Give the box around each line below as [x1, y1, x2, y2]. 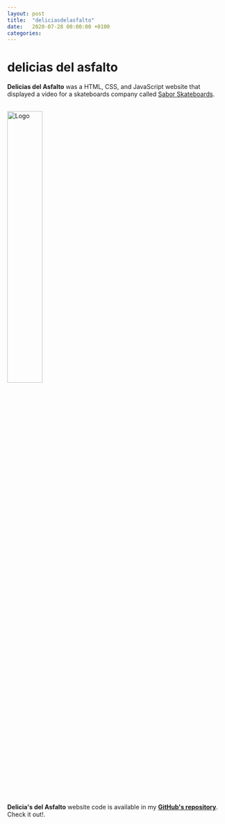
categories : [7, 29, 42, 37]
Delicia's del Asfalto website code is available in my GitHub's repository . [7, 803, 219, 811]
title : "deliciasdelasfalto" [7, 17, 95, 24]
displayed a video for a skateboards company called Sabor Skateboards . [7, 90, 215, 98]
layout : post [7, 10, 45, 17]
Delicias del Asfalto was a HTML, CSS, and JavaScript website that [7, 83, 201, 91]
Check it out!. [7, 810, 46, 818]
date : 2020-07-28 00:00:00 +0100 [7, 23, 110, 30]
